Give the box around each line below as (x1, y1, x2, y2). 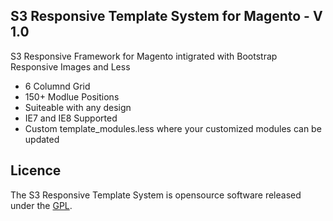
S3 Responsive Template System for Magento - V (10, 8, 323, 25)
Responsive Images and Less (10, 60, 131, 73)
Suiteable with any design (24, 101, 132, 113)
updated (24, 133, 60, 145)
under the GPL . (10, 199, 73, 211)
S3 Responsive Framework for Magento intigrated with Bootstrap (10, 50, 278, 62)
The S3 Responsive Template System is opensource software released (10, 189, 302, 201)
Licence (10, 162, 62, 179)
